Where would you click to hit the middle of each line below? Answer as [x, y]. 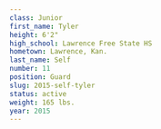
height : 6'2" [34, 35]
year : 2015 [30, 111]
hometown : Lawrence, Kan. [58, 52]
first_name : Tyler [44, 26]
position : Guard [40, 77]
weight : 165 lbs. [42, 102]
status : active [38, 94]
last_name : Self [40, 60]
